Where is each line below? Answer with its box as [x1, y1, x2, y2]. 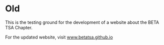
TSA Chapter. [5, 24, 33, 30]
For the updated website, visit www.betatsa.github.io [5, 34, 113, 40]
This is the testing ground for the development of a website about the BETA [5, 19, 159, 25]
